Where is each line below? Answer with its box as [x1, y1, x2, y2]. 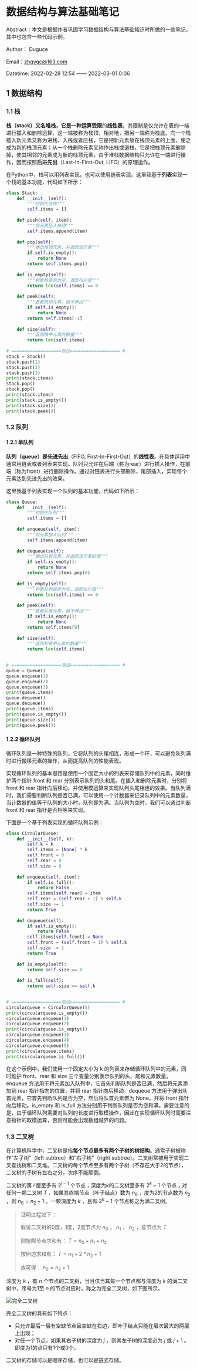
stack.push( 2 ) [6, 364, 41, 370]
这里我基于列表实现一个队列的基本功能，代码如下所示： [6, 487, 140, 494]
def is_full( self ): [16, 978, 64, 984]
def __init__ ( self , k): [16, 836, 75, 842]
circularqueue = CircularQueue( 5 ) [6, 1004, 91, 1011]
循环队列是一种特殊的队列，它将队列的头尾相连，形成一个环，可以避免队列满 [6, 750, 191, 757]
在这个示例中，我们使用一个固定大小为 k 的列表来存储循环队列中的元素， [6, 1065, 182, 1072]
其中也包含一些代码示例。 [6, 33, 68, 40]
